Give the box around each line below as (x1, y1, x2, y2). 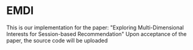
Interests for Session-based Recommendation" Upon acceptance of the (6, 30, 187, 37)
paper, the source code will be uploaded (6, 37, 108, 44)
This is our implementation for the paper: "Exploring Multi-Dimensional (6, 24, 184, 31)
